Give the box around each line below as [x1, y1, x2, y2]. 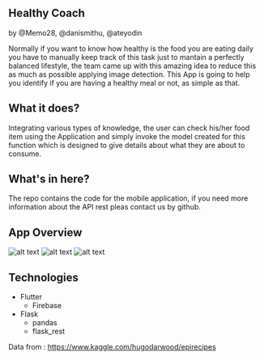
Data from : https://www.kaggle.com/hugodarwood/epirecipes [8, 342, 216, 352]
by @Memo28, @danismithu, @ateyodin [8, 28, 143, 37]
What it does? [8, 101, 80, 116]
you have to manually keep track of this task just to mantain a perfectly [8, 52, 245, 61]
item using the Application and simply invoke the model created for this [8, 131, 245, 141]
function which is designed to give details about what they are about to [8, 140, 245, 150]
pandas [32, 318, 58, 328]
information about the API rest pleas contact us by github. [8, 202, 201, 212]
